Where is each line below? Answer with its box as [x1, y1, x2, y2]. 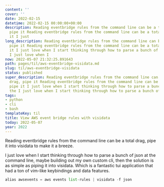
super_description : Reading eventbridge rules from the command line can [5, 75, 159, 80]
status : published [5, 70, 42, 75]
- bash [5, 106, 19, 112]
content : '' [5, 7, 29, 12]
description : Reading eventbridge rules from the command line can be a [5, 25, 156, 30]
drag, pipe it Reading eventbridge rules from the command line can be [9, 79, 159, 84]
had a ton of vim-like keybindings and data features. [5, 168, 110, 174]
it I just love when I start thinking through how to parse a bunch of [9, 48, 159, 52]
